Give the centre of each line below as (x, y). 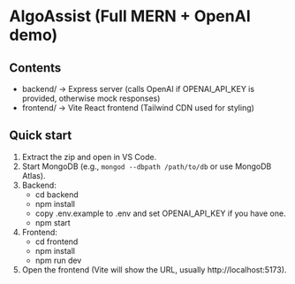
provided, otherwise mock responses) (91, 98)
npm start (53, 222)
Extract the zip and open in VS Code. (89, 157)
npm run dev (58, 260)
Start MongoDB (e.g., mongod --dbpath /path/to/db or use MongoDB (147, 166)
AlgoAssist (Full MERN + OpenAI (130, 16)
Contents (35, 68)
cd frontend (57, 242)
